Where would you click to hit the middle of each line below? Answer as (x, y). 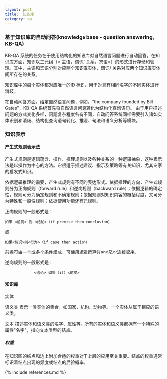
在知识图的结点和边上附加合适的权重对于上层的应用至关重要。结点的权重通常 (83, 356)
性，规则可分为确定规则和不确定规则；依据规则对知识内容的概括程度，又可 (81, 194)
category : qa (19, 19)
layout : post (19, 10)
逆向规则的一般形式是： (29, 262)
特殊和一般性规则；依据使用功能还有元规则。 (55, 201)
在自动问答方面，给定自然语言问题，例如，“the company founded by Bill (79, 101)
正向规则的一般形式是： (29, 211)
